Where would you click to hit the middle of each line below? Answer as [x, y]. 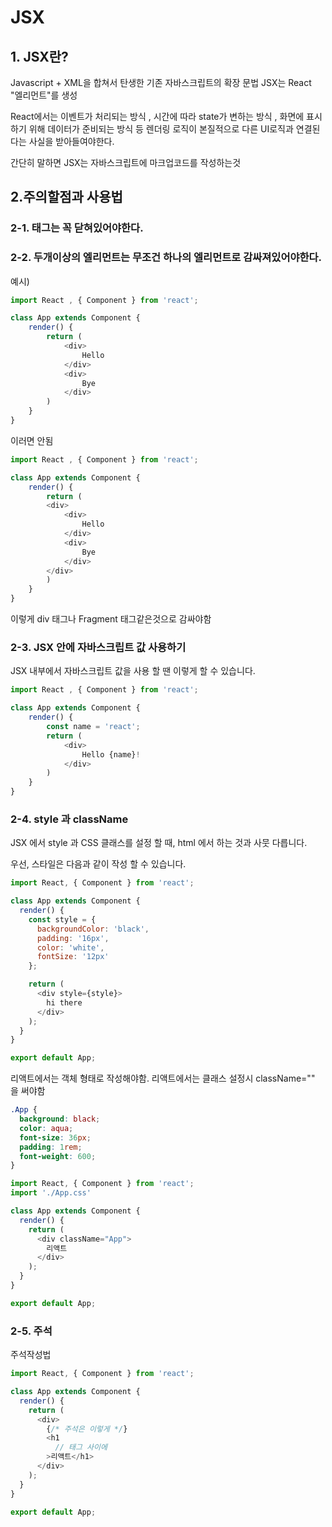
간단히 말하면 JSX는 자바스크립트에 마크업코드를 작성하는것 [126, 162]
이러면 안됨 [32, 440]
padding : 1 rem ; [51, 1147]
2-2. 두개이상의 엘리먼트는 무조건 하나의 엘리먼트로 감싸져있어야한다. [166, 258]
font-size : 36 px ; [55, 1137]
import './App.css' [51, 1193]
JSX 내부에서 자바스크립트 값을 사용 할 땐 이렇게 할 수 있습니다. [133, 671]
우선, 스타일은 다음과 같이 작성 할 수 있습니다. [98, 864]
